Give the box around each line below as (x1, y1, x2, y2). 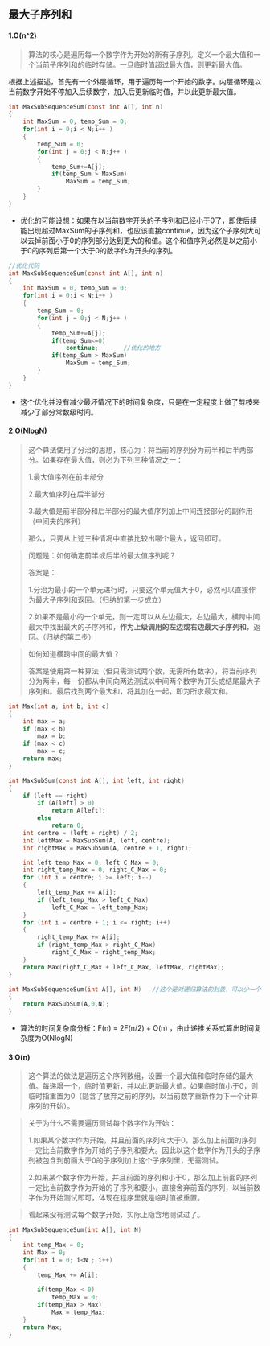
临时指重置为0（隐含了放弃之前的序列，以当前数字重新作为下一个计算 (27, 1091, 259, 1101)
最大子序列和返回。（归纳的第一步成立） (35, 595, 166, 604)
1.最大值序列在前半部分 (27, 471, 104, 481)
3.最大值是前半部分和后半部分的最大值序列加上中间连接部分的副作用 (27, 506, 253, 516)
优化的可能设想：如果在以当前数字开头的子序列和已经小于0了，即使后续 (19, 216, 257, 225)
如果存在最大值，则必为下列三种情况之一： (42, 455, 183, 464)
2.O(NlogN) (8, 426, 47, 436)
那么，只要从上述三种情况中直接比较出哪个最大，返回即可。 (27, 533, 226, 543)
